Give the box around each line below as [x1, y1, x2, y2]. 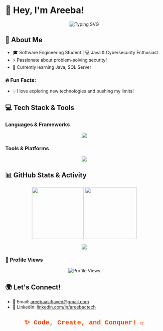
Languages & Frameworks [5, 121, 70, 128]
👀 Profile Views [5, 256, 43, 263]
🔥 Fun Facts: [5, 76, 37, 83]
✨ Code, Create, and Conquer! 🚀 [24, 319, 144, 327]
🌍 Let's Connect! [5, 283, 61, 291]
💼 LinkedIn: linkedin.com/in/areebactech [12, 304, 96, 310]
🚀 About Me [5, 36, 43, 44]
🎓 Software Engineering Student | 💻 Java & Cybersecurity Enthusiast [12, 49, 158, 55]
